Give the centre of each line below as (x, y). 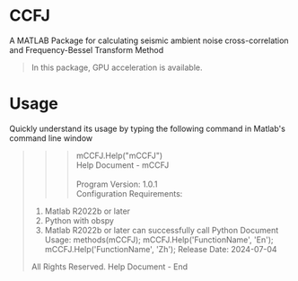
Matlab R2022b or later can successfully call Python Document (162, 230)
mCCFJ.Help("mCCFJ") (119, 155)
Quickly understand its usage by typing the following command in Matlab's (147, 128)
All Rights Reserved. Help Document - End (110, 267)
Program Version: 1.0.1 (117, 184)
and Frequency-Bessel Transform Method (87, 49)
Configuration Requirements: (129, 193)
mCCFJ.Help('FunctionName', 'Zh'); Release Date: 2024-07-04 (161, 249)
